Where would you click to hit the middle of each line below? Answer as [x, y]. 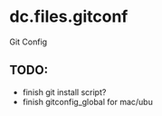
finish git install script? [64, 92]
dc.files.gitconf [69, 17]
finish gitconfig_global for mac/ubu [88, 101]
